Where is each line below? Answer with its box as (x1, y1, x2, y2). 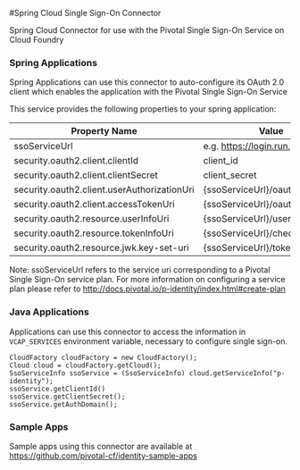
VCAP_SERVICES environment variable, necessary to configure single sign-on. (9, 335, 288, 347)
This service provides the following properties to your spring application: (9, 104, 277, 114)
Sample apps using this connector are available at (9, 441, 193, 451)
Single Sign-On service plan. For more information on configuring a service (9, 274, 286, 285)
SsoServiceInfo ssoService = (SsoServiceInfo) (9, 368, 186, 378)
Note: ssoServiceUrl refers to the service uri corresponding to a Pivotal (9, 264, 271, 275)
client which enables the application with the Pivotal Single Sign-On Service (9, 87, 288, 97)
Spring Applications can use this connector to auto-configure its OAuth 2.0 (9, 77, 284, 88)
